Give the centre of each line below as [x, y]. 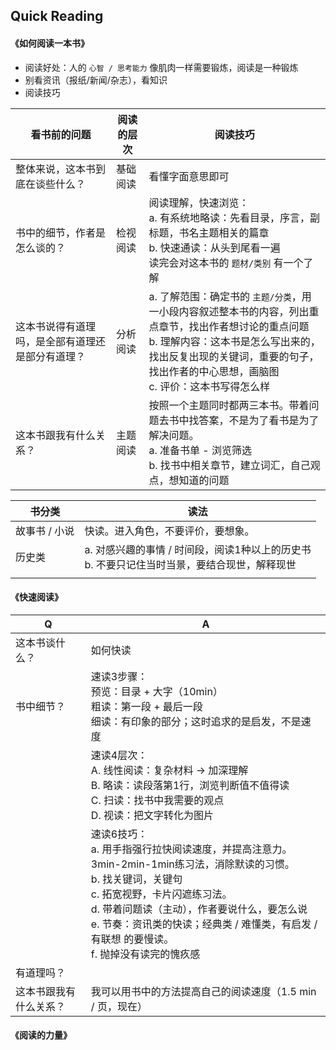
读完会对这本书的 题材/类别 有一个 [226, 262]
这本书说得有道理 [56, 326]
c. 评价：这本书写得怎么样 [209, 386]
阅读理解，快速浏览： [199, 202]
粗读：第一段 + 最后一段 [146, 706]
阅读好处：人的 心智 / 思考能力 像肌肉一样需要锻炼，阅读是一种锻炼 [161, 67]
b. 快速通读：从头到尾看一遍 [214, 247]
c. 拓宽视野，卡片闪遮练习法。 [161, 894]
